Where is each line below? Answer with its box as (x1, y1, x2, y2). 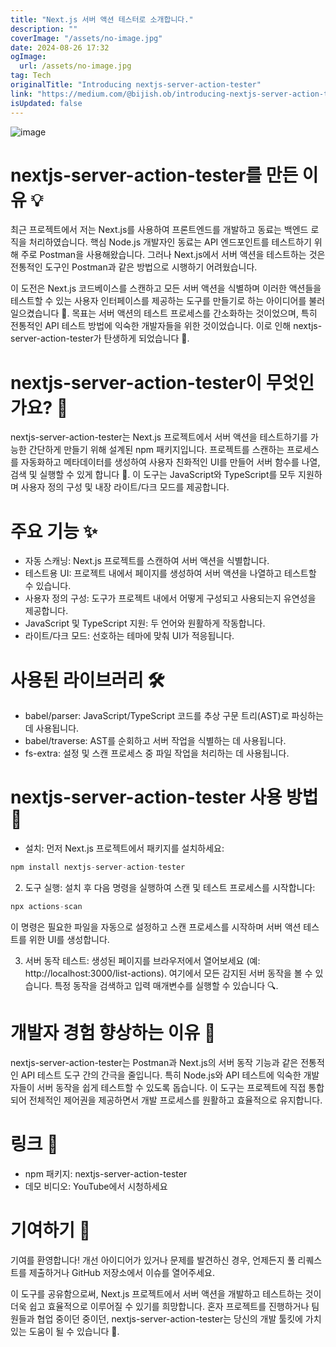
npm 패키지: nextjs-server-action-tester (24, 1167, 188, 1180)
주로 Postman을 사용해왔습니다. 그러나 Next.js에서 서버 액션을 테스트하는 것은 (20, 249, 326, 261)
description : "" (10, 24, 78, 34)
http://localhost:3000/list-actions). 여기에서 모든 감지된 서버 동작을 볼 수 (24, 967, 313, 979)
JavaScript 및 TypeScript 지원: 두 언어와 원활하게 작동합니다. (24, 617, 266, 630)
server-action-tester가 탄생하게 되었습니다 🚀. (10, 332, 190, 345)
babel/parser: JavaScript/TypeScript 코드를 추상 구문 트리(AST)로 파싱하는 (24, 710, 324, 722)
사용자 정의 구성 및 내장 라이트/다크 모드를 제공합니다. (20, 481, 230, 493)
